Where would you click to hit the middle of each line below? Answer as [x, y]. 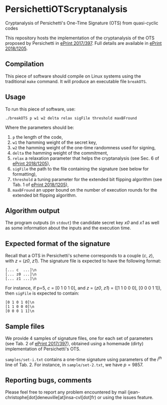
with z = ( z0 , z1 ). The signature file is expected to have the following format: [83, 261]
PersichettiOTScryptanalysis [67, 9]
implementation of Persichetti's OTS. [43, 349]
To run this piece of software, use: [40, 109]
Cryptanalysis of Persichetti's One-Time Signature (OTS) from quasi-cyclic [82, 23]
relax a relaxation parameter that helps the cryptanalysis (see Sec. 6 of [86, 158]
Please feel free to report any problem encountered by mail [66, 392]
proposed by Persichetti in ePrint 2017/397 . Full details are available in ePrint [83, 43]
